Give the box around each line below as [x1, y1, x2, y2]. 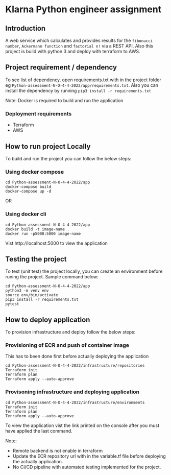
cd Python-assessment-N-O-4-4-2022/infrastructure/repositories [5, 363, 145, 368]
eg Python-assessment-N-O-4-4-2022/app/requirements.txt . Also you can [5, 82, 159, 88]
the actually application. [12, 458, 63, 464]
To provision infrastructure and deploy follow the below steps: [5, 329, 136, 335]
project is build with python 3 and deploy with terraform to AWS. [5, 49, 140, 54]
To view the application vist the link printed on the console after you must [5, 422, 160, 429]
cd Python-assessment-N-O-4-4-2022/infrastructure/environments [5, 400, 145, 405]
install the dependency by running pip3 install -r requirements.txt [5, 87, 152, 93]
